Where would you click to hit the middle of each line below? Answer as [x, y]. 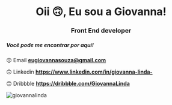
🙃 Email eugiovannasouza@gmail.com [56, 60]
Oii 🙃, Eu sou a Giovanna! [101, 12]
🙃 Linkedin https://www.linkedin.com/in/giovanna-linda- [79, 72]
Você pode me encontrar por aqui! [50, 45]
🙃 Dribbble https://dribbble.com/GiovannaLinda [68, 84]
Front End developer [101, 31]
